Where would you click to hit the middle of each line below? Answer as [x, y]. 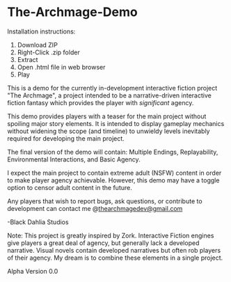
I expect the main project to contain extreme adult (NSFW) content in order [114, 173]
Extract [27, 59]
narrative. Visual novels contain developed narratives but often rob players [114, 250]
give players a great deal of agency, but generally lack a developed [103, 243]
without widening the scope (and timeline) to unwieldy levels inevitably [109, 131]
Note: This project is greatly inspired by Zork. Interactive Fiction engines [111, 235]
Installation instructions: [41, 31]
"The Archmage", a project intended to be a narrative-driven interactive [110, 95]
